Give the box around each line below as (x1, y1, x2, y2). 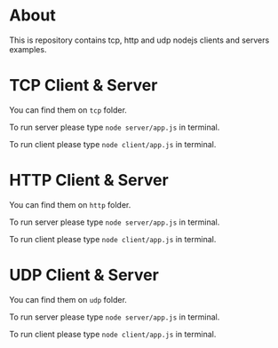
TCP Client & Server (9, 75, 158, 96)
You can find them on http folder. (9, 199, 131, 210)
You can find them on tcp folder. (9, 104, 127, 115)
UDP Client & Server (9, 265, 160, 285)
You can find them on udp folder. (9, 294, 127, 304)
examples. (9, 43, 47, 54)
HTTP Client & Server (9, 170, 169, 191)
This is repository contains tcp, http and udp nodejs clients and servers (9, 35, 270, 45)
